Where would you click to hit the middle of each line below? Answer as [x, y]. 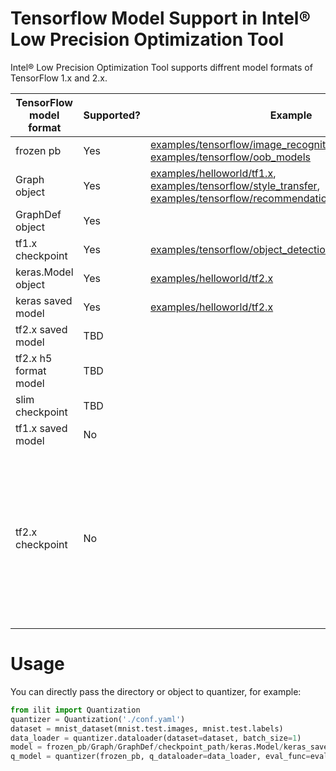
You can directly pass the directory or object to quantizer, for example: [156, 691]
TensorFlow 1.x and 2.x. [59, 78]
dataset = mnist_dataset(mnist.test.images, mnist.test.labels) [147, 728]
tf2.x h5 [34, 358]
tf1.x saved [41, 428]
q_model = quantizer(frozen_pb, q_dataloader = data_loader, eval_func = [160, 757]
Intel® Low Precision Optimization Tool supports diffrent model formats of [161, 67]
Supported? [112, 115]
